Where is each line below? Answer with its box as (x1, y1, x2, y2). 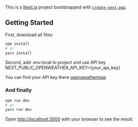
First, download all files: (5, 32, 53, 38)
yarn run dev (5, 107, 32, 112)
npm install (5, 41, 30, 46)
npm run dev (5, 98, 30, 103)
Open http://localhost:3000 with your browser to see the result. (5, 116, 134, 122)
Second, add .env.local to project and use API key (5, 60, 106, 65)
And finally (5, 87, 32, 94)
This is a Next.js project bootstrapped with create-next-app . (5, 4, 127, 10)
